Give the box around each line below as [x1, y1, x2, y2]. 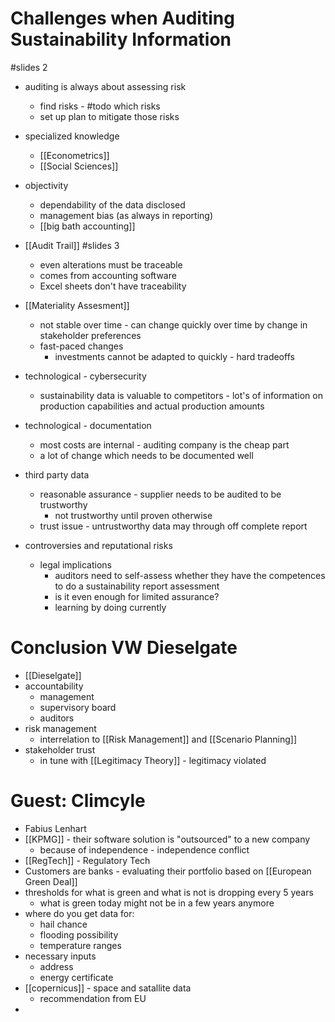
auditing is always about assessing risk [24, 80, 187, 92]
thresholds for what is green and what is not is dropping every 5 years [24, 886, 314, 898]
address [39, 960, 74, 972]
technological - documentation [24, 419, 152, 431]
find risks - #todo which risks [39, 100, 161, 112]
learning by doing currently [54, 601, 167, 613]
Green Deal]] [24, 875, 78, 887]
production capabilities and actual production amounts [39, 400, 265, 412]
